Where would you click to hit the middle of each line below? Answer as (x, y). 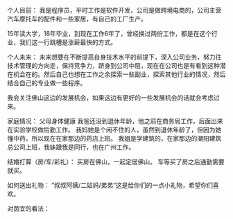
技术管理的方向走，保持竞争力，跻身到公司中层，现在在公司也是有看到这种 (113, 65)
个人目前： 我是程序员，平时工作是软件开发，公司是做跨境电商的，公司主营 (114, 10)
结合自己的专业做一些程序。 (47, 83)
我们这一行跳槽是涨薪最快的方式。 (68, 42)
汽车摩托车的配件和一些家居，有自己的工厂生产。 (77, 19)
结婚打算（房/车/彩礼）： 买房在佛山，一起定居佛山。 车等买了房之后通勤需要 (116, 162)
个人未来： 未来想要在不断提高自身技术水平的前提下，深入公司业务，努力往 (114, 57)
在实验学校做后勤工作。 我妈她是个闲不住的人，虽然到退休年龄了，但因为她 (114, 130)
